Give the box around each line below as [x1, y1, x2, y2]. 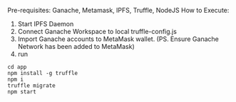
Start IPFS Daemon [17, 20, 74, 28]
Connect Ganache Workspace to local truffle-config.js [17, 28, 177, 35]
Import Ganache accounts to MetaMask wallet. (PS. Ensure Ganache [17, 35, 219, 43]
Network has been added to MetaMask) [17, 42, 135, 50]
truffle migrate [7, 82, 56, 89]
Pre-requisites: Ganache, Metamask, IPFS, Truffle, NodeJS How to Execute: [7, 6, 230, 14]
